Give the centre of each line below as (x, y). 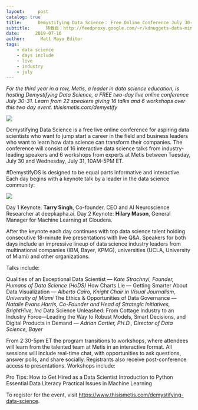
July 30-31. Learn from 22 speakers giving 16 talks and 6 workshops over (96, 101)
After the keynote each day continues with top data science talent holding (96, 232)
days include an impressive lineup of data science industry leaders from (94, 244)
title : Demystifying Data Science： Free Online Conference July (94, 22)
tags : (13, 45)
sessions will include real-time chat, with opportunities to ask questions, (94, 353)
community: (21, 185)
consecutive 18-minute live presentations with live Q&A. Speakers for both (96, 238)
